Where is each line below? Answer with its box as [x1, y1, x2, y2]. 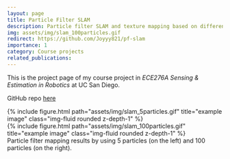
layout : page [7, 10, 44, 17]
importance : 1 [7, 42, 48, 49]
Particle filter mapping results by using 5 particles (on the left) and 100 [7, 136, 205, 145]
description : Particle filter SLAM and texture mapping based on [7, 23, 197, 29]
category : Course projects [7, 49, 84, 56]
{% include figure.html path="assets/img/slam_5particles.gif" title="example [7, 107, 222, 115]
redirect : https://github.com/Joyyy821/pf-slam [7, 36, 146, 42]
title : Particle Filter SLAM [7, 16, 90, 23]
